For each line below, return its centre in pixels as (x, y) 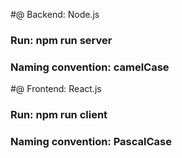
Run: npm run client (59, 115)
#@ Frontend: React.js (56, 89)
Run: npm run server (61, 40)
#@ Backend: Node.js (55, 14)
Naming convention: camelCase (90, 67)
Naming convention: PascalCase (91, 142)
